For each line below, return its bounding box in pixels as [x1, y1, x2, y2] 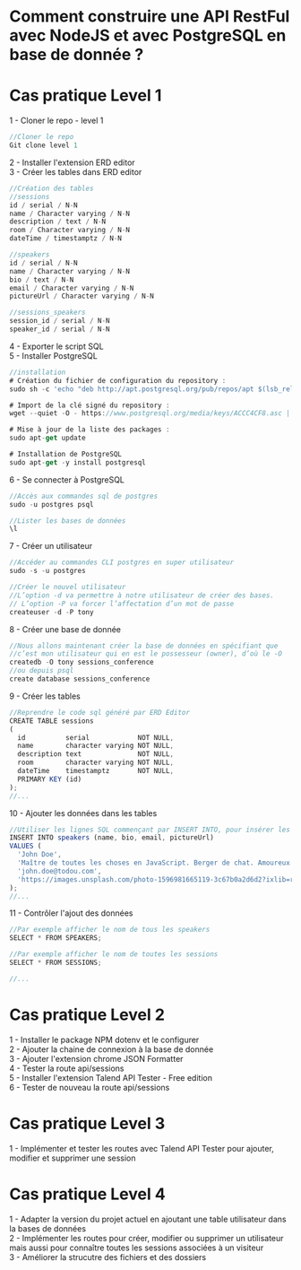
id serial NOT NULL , [17, 733, 175, 742]
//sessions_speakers [9, 308, 87, 317]
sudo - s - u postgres [9, 567, 87, 576]
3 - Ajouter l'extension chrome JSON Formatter [9, 1053, 184, 1064]
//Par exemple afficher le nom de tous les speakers [9, 926, 211, 935]
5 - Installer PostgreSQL [9, 350, 99, 361]
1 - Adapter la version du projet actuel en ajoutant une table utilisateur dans [9, 1213, 287, 1224]
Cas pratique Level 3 [9, 1113, 166, 1134]
